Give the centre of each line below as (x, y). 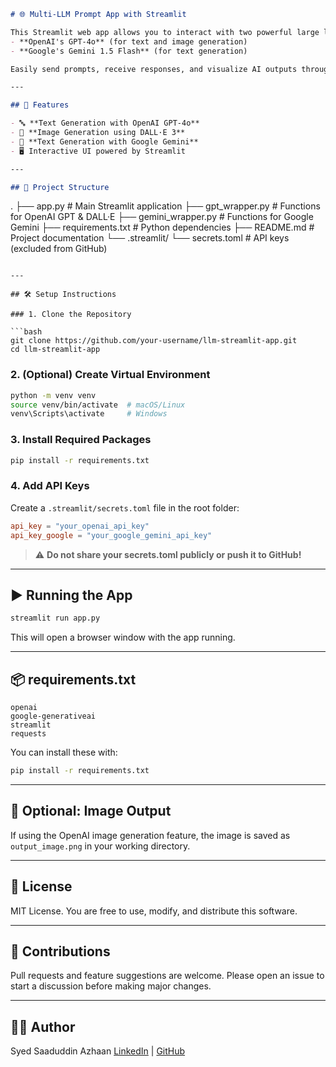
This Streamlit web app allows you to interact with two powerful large (165, 32)
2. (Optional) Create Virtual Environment (110, 375)
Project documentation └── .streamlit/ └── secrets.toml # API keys (150, 238)
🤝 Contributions (60, 951)
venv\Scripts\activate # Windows (89, 414)
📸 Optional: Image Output (91, 811)
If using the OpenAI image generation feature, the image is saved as (150, 835)
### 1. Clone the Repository (71, 315)
